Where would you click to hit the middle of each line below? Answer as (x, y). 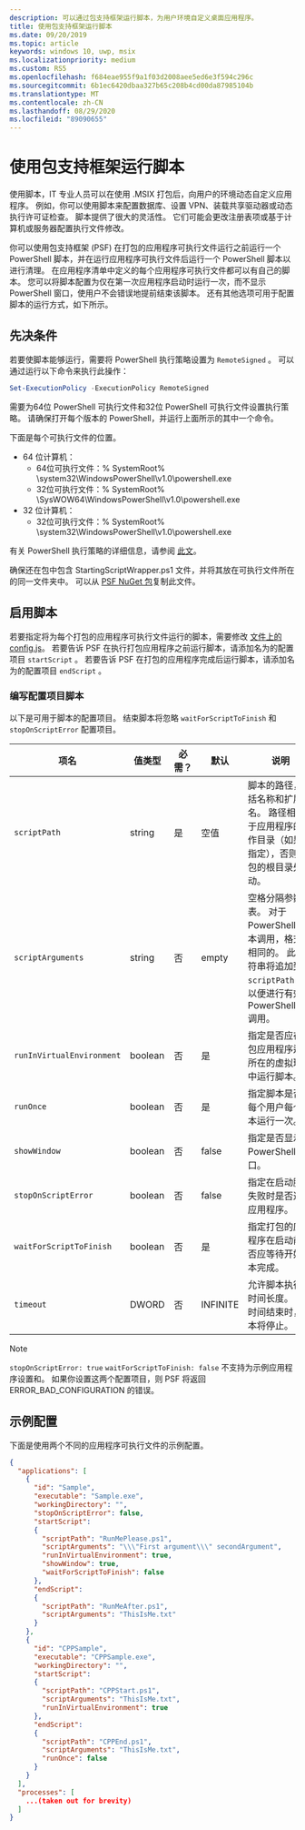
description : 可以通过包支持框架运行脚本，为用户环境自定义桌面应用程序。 (134, 18)
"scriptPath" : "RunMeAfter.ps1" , (105, 1606)
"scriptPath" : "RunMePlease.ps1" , (107, 1539)
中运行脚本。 (275, 1077)
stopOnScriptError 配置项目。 (65, 729)
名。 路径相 (272, 813)
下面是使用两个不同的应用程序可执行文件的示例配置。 (109, 1445)
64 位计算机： (49, 457)
